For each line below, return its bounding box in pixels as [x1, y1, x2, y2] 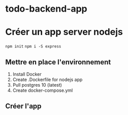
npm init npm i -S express [5, 44, 61, 49]
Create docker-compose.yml [12, 87, 73, 93]
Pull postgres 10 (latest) [12, 82, 62, 88]
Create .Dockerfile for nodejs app [12, 76, 83, 83]
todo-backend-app [5, 3, 87, 15]
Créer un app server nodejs [5, 26, 123, 38]
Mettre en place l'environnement [5, 58, 111, 66]
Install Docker [12, 71, 42, 77]
